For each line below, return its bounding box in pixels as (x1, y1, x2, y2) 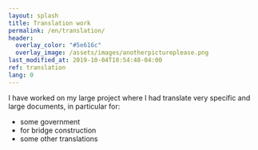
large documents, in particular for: (8, 101, 121, 111)
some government (19, 116, 81, 126)
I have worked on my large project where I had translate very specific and (8, 93, 251, 102)
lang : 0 (8, 71, 34, 79)
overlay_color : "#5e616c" (15, 41, 102, 49)
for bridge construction (19, 125, 97, 135)
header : (8, 34, 34, 42)
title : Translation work (8, 19, 91, 27)
